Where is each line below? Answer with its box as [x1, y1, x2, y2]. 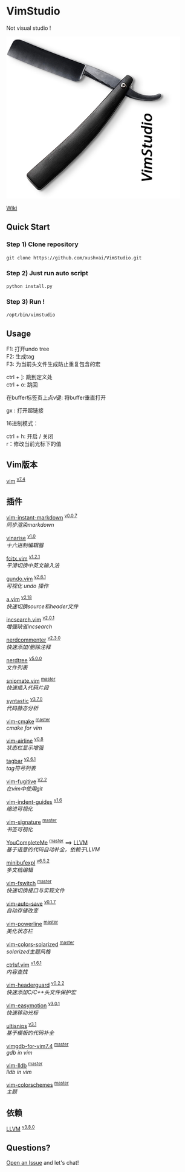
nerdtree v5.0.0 [6, 655, 42, 663]
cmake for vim [6, 724, 42, 732]
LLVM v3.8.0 [6, 1124, 35, 1133]
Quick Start [6, 222, 50, 232]
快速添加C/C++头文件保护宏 [6, 989, 77, 996]
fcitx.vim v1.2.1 [6, 553, 41, 562]
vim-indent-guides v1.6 [6, 797, 62, 806]
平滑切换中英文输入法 [6, 562, 59, 569]
